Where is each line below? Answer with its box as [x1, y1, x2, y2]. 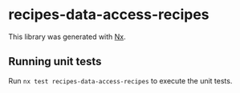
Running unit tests [8, 55, 102, 68]
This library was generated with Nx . [8, 32, 126, 41]
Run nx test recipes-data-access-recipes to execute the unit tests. [8, 76, 233, 85]
